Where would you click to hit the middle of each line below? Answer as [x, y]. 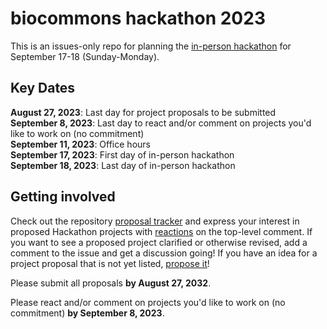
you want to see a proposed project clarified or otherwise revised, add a [159, 242]
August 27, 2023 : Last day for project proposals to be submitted [143, 112]
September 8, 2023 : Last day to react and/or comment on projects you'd [161, 123]
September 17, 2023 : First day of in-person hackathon [122, 154]
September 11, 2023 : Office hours [80, 144]
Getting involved [63, 197]
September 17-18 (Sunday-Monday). [85, 56]
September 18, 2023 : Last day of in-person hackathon [123, 165]
